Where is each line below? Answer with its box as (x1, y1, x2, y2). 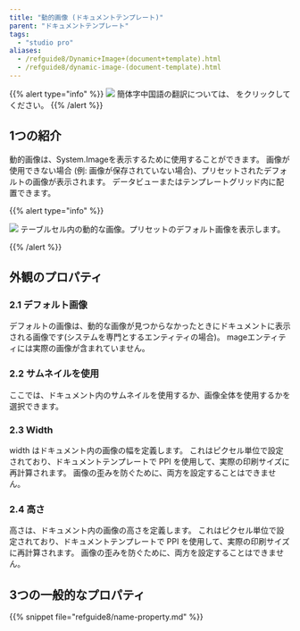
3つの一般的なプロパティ (9, 587, 146, 602)
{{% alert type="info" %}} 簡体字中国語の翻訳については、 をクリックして (9, 88, 291, 99)
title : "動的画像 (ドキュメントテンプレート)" (9, 13, 163, 22)
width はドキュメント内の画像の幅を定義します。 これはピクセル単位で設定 (9, 444, 284, 456)
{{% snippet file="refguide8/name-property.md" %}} (9, 611, 204, 622)
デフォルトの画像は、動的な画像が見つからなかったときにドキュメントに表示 (9, 321, 291, 332)
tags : (9, 29, 29, 38)
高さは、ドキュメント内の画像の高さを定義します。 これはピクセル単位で (9, 525, 277, 536)
